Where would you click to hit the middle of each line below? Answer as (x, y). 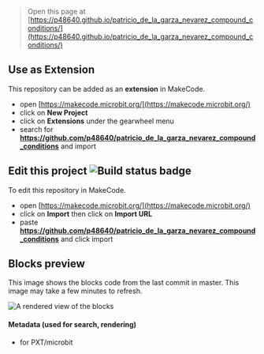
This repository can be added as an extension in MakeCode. (107, 88)
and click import (87, 239)
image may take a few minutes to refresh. (75, 291)
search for (36, 129)
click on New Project (54, 112)
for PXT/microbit (46, 342)
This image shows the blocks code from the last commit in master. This (124, 283)
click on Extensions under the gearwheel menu (97, 121)
